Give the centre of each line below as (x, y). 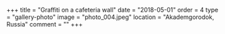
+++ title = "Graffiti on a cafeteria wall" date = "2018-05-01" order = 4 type (113, 10)
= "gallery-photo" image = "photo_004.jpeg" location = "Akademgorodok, (110, 17)
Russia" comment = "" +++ (45, 24)
